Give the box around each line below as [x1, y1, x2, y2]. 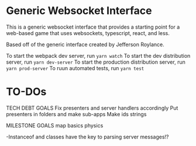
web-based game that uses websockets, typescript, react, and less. [6, 29, 170, 36]
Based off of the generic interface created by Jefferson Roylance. [6, 41, 165, 48]
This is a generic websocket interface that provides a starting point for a [6, 23, 180, 30]
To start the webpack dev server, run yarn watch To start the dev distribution [6, 52, 191, 59]
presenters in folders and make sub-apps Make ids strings [6, 110, 147, 117]
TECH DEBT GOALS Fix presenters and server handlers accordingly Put [6, 104, 178, 112]
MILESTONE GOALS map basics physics [6, 121, 104, 129]
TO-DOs [6, 85, 47, 99]
